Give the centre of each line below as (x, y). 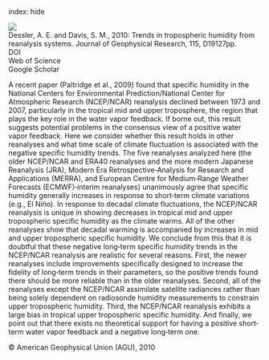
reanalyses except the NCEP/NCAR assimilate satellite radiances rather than (134, 289)
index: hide (27, 12)
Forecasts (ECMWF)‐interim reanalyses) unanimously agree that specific (128, 187)
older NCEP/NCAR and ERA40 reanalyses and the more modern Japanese (131, 161)
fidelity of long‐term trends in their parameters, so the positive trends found (133, 272)
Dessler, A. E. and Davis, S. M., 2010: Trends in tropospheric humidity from (132, 35)
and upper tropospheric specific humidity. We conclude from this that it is (130, 238)
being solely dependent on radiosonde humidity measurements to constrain (134, 297)
